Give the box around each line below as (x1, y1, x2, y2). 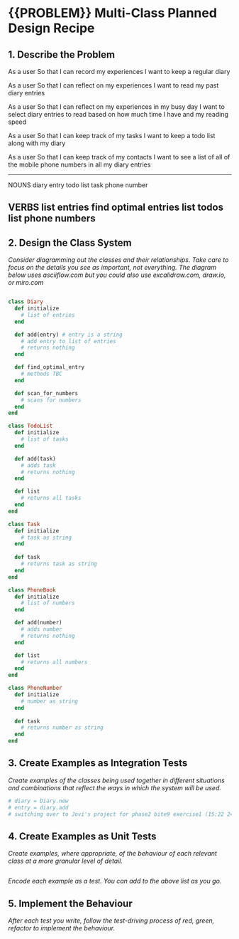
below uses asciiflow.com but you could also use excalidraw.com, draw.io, (8, 271, 226, 279)
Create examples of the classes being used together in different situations (8, 776, 226, 785)
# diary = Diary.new (8, 797, 70, 804)
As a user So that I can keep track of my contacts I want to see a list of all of (8, 153, 230, 161)
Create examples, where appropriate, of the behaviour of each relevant (8, 849, 217, 858)
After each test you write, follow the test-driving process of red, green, (8, 916, 215, 925)
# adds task (21, 461, 56, 469)
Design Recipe (8, 20, 95, 36)
